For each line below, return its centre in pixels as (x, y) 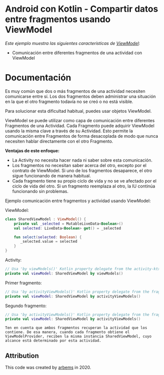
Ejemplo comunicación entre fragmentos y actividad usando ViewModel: (78, 201)
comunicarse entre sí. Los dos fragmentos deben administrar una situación (81, 96)
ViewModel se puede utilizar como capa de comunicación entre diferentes (80, 120)
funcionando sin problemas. (40, 191)
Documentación (38, 78)
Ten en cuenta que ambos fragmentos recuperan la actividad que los (76, 328)
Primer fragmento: (23, 283)
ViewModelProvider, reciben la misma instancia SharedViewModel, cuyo (78, 336)
